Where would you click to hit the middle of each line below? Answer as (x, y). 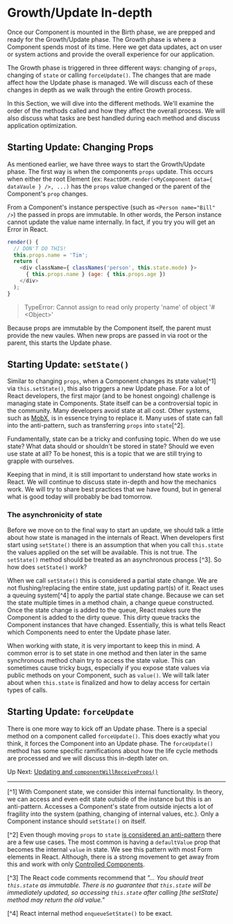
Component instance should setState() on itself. (77, 821)
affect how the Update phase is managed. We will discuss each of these (110, 82)
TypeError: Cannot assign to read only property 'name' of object (116, 307)
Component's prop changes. (48, 193)
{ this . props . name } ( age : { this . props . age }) (96, 275)
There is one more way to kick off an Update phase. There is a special (107, 729)
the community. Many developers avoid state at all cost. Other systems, (109, 411)
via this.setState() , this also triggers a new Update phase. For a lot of (109, 389)
